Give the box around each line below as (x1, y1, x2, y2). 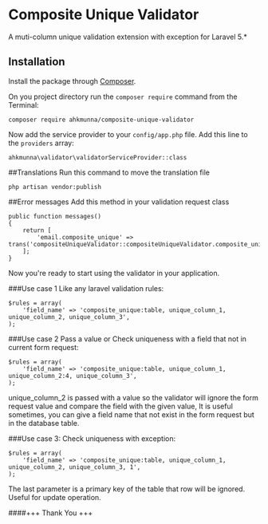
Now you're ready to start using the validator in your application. (8, 268, 220, 278)
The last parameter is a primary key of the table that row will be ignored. (8, 484, 246, 494)
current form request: (8, 342, 79, 352)
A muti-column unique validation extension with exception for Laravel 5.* (8, 32, 247, 41)
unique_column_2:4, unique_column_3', (8, 372, 137, 380)
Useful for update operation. (8, 492, 101, 502)
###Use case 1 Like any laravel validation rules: (8, 283, 164, 293)
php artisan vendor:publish (8, 183, 102, 191)
